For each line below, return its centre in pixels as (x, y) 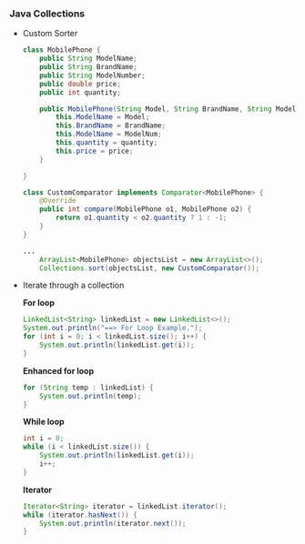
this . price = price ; (95, 151)
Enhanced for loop (58, 370)
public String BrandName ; (89, 67)
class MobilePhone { (61, 50)
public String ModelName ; (89, 59)
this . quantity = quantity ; (107, 143)
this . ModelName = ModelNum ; (109, 135)
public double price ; (80, 84)
